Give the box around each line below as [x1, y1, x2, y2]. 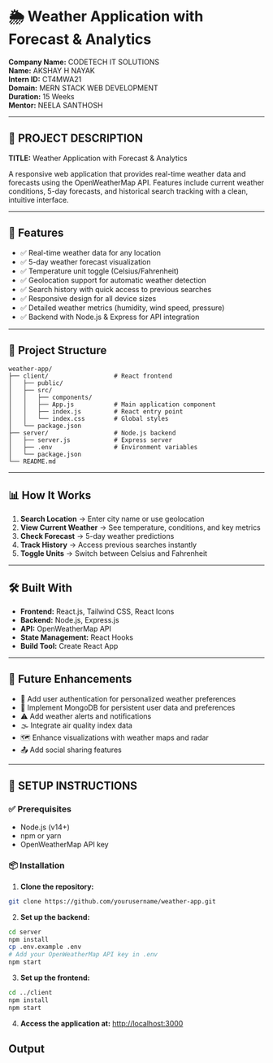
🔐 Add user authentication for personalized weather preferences [19, 693, 236, 703]
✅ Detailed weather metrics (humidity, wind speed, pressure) [19, 303, 225, 313]
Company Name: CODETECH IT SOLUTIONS [8, 57, 160, 67]
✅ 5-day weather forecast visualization [19, 256, 152, 266]
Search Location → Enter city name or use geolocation [19, 514, 205, 524]
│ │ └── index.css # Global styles [8, 415, 169, 423]
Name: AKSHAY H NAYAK [8, 65, 95, 75]
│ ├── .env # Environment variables [8, 444, 198, 452]
